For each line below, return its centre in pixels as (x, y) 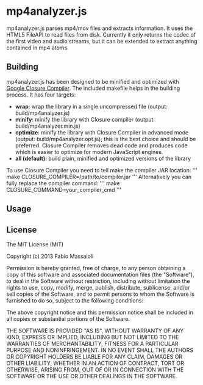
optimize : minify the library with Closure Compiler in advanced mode (102, 132)
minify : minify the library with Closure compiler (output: (85, 119)
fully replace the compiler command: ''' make (63, 183)
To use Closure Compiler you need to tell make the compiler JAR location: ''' (102, 170)
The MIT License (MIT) (35, 244)
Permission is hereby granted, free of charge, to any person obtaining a (96, 268)
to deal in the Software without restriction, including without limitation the (98, 281)
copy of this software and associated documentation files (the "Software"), (101, 274)
